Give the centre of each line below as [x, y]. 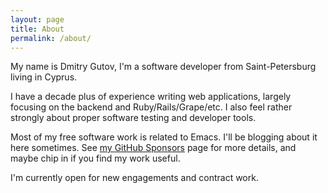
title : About [37, 29]
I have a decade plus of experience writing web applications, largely [151, 97]
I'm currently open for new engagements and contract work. [134, 178]
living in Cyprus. [44, 77]
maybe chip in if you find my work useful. [95, 158]
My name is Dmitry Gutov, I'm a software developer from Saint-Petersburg [163, 67]
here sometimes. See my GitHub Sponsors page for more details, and [153, 148]
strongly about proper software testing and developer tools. [133, 118]
